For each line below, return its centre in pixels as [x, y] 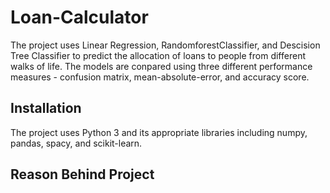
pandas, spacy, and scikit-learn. [76, 143]
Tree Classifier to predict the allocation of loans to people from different [158, 55]
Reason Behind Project [82, 174]
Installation [46, 108]
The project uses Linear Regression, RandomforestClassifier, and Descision [165, 45]
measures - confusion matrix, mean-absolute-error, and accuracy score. [160, 77]
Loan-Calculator [79, 17]
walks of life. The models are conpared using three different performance [161, 66]
